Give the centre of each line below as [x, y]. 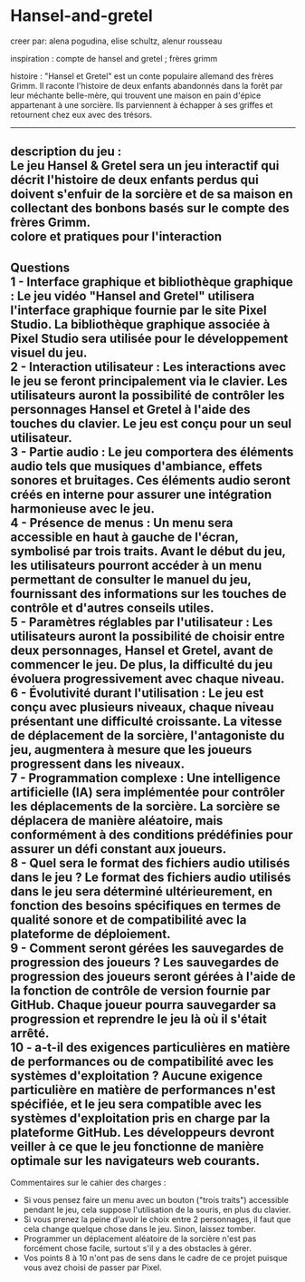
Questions [40, 267]
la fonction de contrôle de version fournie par [140, 990]
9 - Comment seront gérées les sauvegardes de [147, 948]
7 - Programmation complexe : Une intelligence [146, 778]
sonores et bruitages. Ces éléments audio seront [150, 480]
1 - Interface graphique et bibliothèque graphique [152, 282]
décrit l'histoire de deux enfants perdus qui [134, 180]
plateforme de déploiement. [91, 934]
